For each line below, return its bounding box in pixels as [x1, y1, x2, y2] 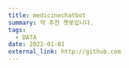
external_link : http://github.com [8, 48, 122, 55]
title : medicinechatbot [8, 11, 87, 20]
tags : [8, 26, 26, 34]
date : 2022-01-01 [8, 41, 65, 48]
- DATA [15, 33, 37, 41]
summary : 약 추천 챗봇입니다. [8, 19, 94, 27]
